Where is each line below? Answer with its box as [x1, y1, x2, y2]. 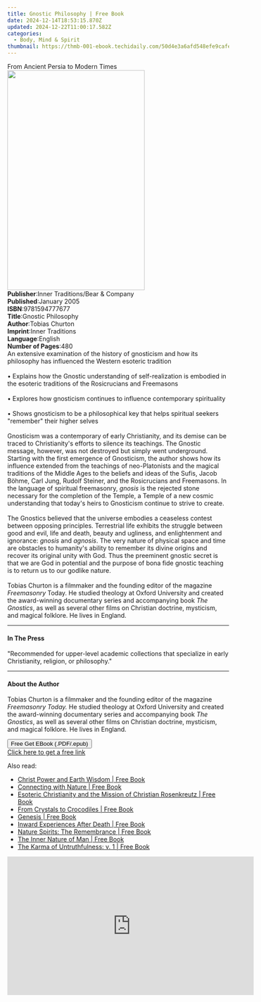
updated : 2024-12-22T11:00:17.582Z [7, 23, 112, 30]
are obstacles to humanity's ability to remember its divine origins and [7, 544, 208, 552]
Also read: [7, 761, 37, 770]
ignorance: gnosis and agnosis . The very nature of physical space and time [7, 536, 227, 545]
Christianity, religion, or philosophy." [7, 657, 113, 666]
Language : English [7, 335, 61, 343]
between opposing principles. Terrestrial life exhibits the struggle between [7, 521, 223, 530]
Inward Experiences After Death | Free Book [17, 820, 146, 829]
